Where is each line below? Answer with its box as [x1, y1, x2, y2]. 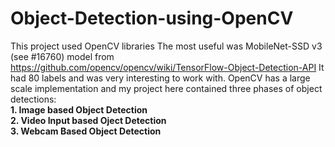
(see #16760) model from [10, 50, 115, 62]
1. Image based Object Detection [10, 103, 148, 116]
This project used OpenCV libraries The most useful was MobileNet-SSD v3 [10, 40, 323, 52]
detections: [10, 93, 57, 105]
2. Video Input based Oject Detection [10, 114, 167, 126]
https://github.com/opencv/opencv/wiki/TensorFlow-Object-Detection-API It [10, 61, 325, 73]
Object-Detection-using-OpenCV [10, 7, 294, 30]
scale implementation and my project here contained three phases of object [10, 82, 323, 94]
